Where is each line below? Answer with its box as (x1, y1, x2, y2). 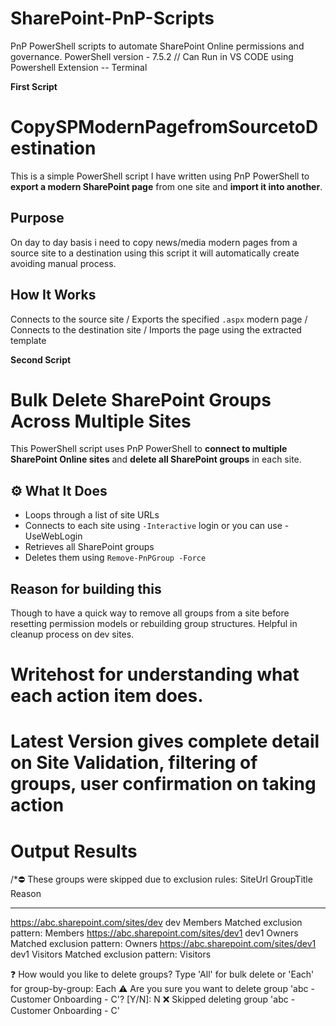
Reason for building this (10, 580, 162, 597)
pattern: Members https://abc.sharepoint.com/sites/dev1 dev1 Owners (10, 927, 299, 939)
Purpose (10, 210, 65, 227)
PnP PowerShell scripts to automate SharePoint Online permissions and (10, 40, 305, 52)
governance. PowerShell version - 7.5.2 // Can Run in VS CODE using (10, 50, 294, 62)
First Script (10, 80, 58, 92)
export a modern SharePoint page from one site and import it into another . (10, 180, 323, 192)
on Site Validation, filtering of (10, 752, 258, 774)
